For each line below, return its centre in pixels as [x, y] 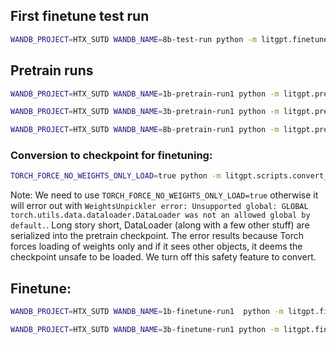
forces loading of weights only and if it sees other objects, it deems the [156, 246]
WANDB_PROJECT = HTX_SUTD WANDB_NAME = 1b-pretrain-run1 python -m [145, 94]
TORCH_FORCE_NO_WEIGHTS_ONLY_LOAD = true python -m [116, 176]
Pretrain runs [52, 70]
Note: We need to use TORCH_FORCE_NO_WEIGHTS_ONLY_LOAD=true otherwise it [164, 195]
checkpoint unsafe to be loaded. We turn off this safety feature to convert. [163, 257]
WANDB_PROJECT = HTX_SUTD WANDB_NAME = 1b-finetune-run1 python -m [147, 312]
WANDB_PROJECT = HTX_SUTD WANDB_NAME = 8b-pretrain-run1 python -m [145, 130]
